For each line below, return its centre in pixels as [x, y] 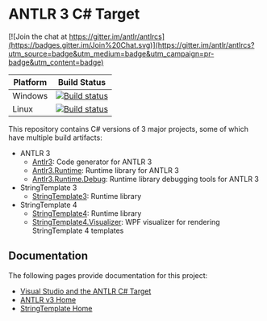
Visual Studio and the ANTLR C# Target [86, 291]
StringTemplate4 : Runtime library [87, 213]
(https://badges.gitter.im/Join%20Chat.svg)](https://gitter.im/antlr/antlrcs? [131, 44]
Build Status [82, 82]
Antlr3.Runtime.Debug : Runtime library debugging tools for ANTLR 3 [146, 179]
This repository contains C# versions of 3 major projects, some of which [128, 129]
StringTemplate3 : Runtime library [87, 196]
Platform [30, 82]
